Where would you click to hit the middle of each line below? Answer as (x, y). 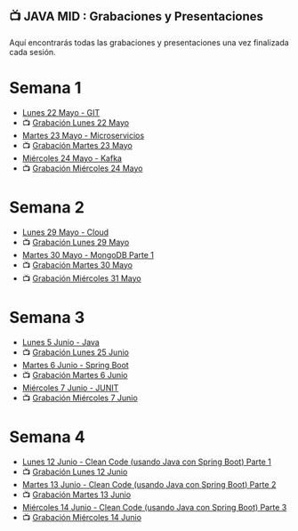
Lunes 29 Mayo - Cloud (65, 232)
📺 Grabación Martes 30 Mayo (77, 265)
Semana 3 (47, 317)
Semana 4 (48, 437)
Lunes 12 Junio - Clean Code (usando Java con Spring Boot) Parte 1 (146, 462)
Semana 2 (47, 207)
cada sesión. (32, 52)
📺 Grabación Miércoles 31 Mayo (81, 278)
